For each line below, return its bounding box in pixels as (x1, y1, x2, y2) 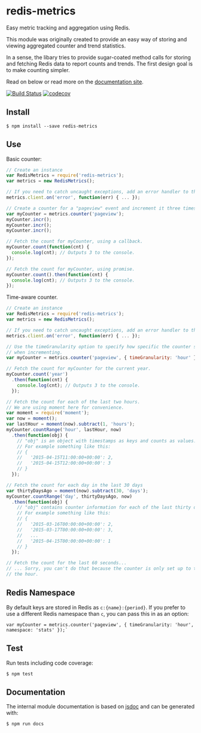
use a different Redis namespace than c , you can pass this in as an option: (6, 610, 189, 617)
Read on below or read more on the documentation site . (6, 78, 144, 85)
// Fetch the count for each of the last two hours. (6, 399, 141, 405)
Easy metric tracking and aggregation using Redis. (6, 24, 130, 31)
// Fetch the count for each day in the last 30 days (6, 482, 144, 488)
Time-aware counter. (6, 294, 58, 301)
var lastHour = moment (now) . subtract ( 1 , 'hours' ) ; (6, 421, 135, 427)
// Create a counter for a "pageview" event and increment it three (6, 205, 181, 211)
